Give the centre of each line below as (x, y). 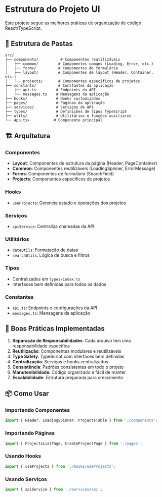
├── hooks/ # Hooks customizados (53, 98)
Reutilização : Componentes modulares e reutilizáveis (67, 351)
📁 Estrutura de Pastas (39, 44)
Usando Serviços (26, 479)
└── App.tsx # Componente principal (54, 120)
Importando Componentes (38, 410)
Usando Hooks (23, 456)
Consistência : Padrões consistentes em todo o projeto (68, 367)
